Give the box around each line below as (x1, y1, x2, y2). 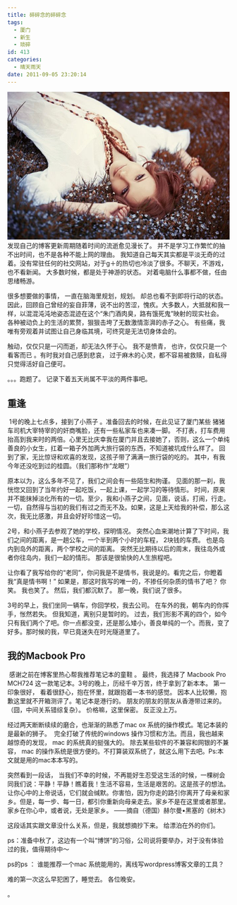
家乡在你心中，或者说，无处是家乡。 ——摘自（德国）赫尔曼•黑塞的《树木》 (7, 805, 229, 815)
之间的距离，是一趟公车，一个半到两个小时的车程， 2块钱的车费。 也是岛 (13, 535, 225, 544)
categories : (7, 56, 42, 64)
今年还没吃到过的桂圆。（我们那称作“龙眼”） (7, 461, 134, 469)
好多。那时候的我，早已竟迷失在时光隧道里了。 (7, 627, 143, 635)
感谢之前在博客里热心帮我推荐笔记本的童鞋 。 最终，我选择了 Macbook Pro (8, 670, 226, 678)
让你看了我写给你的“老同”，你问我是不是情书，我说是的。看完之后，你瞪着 (7, 568, 224, 577)
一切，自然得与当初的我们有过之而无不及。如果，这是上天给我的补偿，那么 (7, 503, 224, 511)
